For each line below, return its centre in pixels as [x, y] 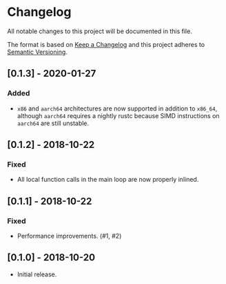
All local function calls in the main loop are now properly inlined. [108, 180]
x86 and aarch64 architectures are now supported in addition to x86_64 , [117, 108]
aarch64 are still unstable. [53, 123]
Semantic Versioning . [37, 52]
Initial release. [37, 274]
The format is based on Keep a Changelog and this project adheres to [106, 44]
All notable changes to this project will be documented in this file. [100, 31]
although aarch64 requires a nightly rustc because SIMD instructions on [118, 115]
